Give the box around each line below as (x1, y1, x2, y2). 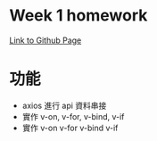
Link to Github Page (9, 35, 82, 46)
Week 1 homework (9, 5, 148, 26)
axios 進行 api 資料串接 (21, 100, 107, 111)
